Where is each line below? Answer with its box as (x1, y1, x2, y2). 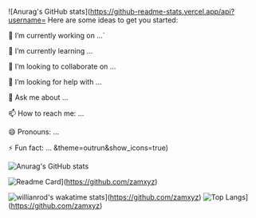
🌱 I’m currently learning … (8, 46, 93, 55)
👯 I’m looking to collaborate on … (8, 61, 116, 71)
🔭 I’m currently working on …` (8, 31, 105, 40)
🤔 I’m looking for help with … (8, 77, 102, 86)
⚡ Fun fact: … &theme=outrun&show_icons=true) (8, 143, 169, 153)
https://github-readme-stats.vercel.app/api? (90, 7, 235, 16)
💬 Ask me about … (8, 93, 69, 102)
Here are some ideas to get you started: (47, 15, 179, 25)
